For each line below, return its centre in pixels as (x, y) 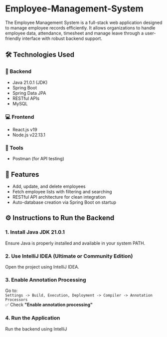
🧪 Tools (14, 148)
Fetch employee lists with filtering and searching (62, 192)
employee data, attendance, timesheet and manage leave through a (75, 33)
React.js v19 (25, 129)
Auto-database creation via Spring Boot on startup (64, 202)
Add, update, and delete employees (49, 186)
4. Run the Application (33, 318)
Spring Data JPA (29, 93)
